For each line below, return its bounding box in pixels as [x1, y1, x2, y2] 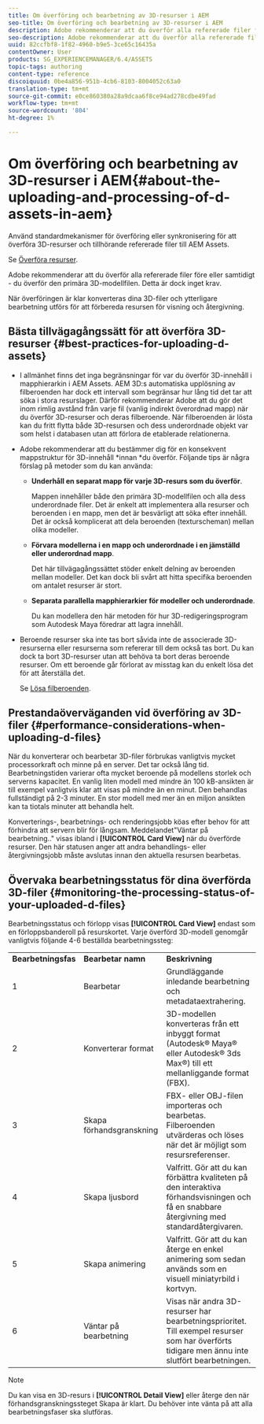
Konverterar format [83, 1043, 154, 1054]
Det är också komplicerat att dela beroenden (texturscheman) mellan [31, 517, 255, 526]
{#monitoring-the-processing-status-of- [49, 885, 255, 899]
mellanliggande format [166, 1068, 249, 1079]
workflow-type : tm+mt [8, 99, 79, 107]
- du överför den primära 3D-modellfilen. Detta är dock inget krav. [8, 278, 222, 287]
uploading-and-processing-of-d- [8, 188, 230, 206]
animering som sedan [166, 1254, 246, 1265]
